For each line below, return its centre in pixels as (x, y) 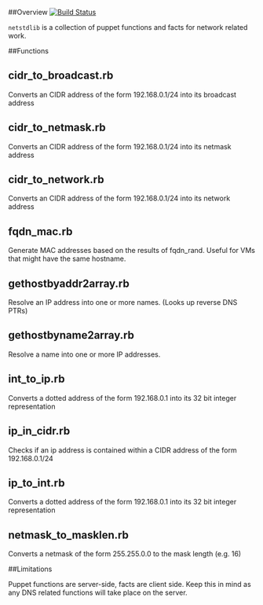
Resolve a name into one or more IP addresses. (84, 354)
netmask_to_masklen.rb (69, 535)
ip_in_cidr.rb (39, 431)
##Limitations (30, 569)
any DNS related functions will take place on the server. (98, 592)
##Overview (28, 12)
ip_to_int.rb (37, 483)
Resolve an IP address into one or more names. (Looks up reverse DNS (123, 302)
